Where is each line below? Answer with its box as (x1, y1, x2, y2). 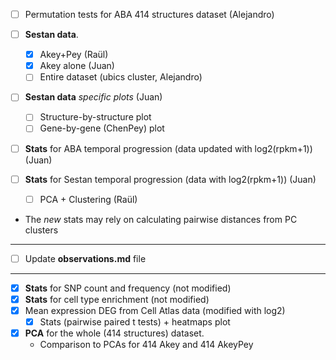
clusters (24, 224, 59, 236)
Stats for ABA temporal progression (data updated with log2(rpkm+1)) (24, 142, 313, 154)
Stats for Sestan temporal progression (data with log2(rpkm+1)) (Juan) (24, 173, 317, 185)
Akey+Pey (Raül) (39, 49, 109, 61)
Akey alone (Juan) (39, 60, 115, 72)
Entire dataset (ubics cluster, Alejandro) (39, 71, 203, 83)
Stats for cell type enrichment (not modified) (24, 293, 210, 305)
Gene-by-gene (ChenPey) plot (39, 122, 165, 134)
